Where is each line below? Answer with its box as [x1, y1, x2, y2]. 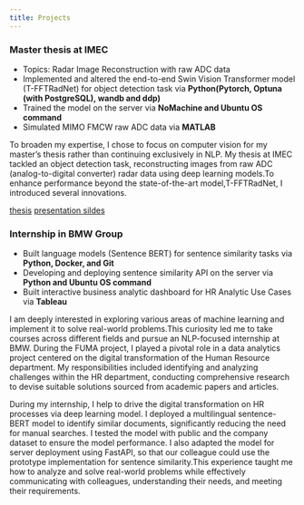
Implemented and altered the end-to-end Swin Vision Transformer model [22, 73, 296, 84]
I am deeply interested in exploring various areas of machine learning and [9, 314, 285, 325]
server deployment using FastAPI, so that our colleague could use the [9, 447, 270, 458]
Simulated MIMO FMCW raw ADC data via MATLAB [22, 121, 216, 132]
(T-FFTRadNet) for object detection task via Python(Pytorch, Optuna [22, 83, 283, 93]
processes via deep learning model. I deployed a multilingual [9, 409, 237, 420]
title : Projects [9, 13, 71, 23]
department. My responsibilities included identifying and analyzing [9, 362, 259, 373]
